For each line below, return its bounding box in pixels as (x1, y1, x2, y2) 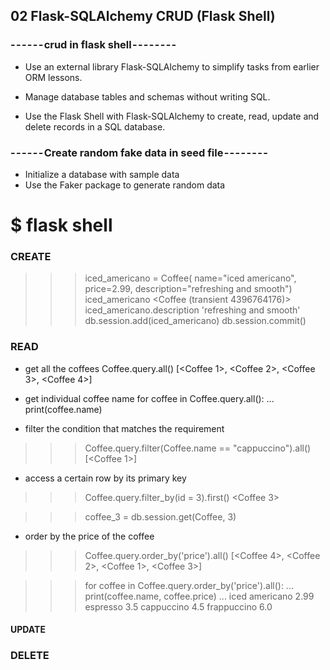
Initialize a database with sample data (24, 168, 180, 180)
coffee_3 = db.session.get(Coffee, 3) (84, 510, 237, 523)
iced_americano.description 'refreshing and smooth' (84, 304, 301, 316)
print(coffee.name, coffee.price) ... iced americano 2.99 (84, 590, 315, 602)
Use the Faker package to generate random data (24, 179, 226, 191)
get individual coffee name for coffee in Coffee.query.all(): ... (24, 392, 275, 404)
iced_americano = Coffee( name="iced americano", (84, 272, 297, 284)
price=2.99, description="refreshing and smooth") (84, 283, 293, 295)
